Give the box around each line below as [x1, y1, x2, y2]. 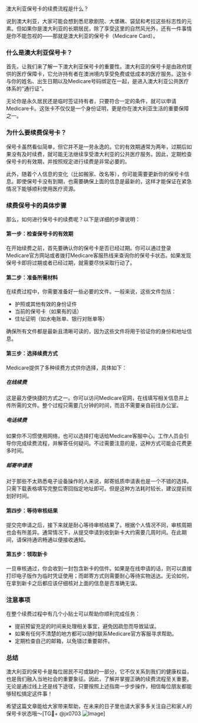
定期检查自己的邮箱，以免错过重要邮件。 [14, 638, 113, 645]
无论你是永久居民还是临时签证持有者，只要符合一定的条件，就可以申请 [6, 98, 177, 105]
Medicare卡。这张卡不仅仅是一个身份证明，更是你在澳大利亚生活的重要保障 [6, 105, 189, 112]
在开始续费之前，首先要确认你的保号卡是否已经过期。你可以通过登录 [6, 245, 171, 252]
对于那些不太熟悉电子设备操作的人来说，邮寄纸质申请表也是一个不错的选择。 [6, 478, 192, 485]
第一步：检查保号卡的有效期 [6, 230, 74, 237]
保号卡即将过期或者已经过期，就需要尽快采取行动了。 [6, 259, 136, 266]
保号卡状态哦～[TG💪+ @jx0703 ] [6, 710, 105, 717]
